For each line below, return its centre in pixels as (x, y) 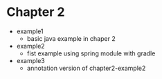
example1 (30, 31)
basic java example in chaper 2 (71, 38)
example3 (31, 60)
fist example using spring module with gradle (91, 53)
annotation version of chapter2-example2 (86, 68)
